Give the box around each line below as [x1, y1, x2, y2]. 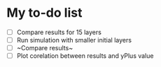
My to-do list [6, 5, 83, 21]
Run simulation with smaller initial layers [16, 36, 132, 44]
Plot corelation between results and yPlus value [16, 52, 154, 60]
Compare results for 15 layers [16, 28, 102, 36]
